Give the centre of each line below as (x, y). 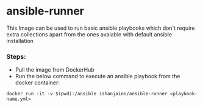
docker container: (37, 83)
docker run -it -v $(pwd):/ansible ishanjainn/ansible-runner (87, 94)
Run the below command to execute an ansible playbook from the (98, 76)
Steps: (16, 56)
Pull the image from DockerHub (55, 70)
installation (20, 41)
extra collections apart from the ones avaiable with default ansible (89, 34)
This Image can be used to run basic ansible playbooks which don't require (101, 28)
